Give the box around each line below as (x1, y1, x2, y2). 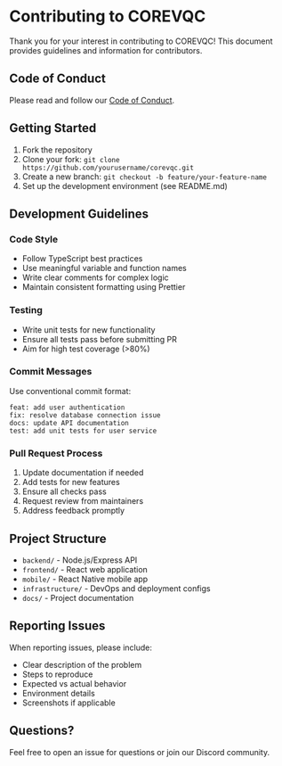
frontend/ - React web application (21, 564, 149, 574)
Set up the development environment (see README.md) (21, 180, 229, 191)
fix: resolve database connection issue (9, 410, 162, 420)
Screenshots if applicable (21, 697, 116, 708)
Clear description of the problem (21, 659, 142, 670)
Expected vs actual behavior (21, 678, 127, 688)
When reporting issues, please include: (9, 642, 153, 653)
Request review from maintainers (21, 496, 144, 507)
